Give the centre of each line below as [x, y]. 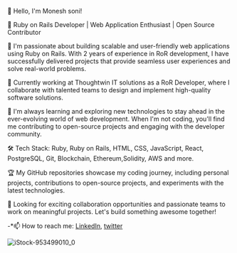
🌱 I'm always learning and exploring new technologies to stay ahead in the [116, 111]
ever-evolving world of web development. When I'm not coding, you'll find [116, 119]
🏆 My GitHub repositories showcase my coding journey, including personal [118, 173]
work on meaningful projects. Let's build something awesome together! [112, 212]
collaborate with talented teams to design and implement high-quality [109, 90]
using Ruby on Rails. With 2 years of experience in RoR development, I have [118, 54]
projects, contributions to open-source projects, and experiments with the [116, 183]
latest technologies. [36, 190]
